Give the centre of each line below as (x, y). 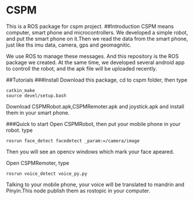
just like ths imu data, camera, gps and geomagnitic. (69, 45)
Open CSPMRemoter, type (38, 163)
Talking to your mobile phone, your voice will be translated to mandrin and (95, 184)
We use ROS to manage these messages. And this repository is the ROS (93, 56)
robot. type (20, 130)
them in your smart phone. (38, 113)
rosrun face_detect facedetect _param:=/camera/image (73, 141)
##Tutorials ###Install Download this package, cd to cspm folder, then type (97, 80)
